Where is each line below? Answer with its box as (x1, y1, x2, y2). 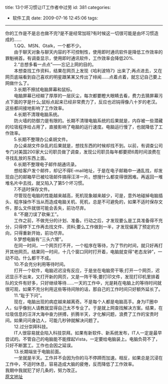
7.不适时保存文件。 (13, 186, 52, 192)
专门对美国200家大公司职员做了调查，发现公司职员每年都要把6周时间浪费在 (5, 149, 161, 155)
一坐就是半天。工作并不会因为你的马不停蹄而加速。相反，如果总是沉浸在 (13, 355, 163, 361)
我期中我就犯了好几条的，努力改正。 (5, 368, 80, 373)
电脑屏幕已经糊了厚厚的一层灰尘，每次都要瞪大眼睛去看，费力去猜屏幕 (13, 93, 158, 98)
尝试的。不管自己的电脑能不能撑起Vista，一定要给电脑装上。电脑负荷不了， (5, 336, 160, 342)
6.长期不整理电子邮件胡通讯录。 (13, 161, 79, 167)
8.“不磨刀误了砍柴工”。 (13, 211, 61, 217)
